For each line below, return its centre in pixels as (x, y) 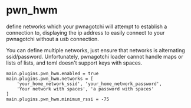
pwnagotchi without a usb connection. (52, 39)
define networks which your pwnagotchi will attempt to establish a (87, 26)
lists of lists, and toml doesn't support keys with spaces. (74, 63)
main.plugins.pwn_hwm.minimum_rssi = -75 (58, 99)
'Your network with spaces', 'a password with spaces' (85, 89)
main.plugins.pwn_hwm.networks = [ (50, 79)
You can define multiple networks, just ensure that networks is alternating (96, 50)
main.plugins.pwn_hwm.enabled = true (52, 73)
